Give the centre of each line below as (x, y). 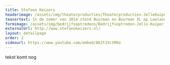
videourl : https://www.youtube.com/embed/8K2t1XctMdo (63, 43)
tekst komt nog (21, 57)
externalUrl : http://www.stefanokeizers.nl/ (53, 29)
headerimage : (19, 15)
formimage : (17, 24)
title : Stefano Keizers (30, 10)
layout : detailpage (26, 33)
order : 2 (14, 38)
